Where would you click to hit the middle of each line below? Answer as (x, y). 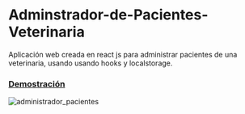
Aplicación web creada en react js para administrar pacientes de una (123, 54)
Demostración (37, 84)
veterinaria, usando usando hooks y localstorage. (91, 63)
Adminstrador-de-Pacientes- (108, 15)
